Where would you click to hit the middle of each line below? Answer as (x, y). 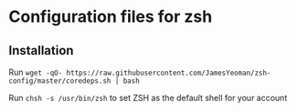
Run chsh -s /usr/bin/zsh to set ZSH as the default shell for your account (148, 98)
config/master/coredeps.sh (60, 81)
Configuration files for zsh (111, 17)
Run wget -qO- (36, 72)
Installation (41, 51)
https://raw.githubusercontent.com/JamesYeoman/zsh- (169, 73)
